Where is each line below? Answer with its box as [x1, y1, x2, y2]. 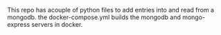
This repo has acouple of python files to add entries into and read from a [7, 6, 215, 14]
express [7, 21, 30, 28]
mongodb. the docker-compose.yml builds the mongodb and [7, 13, 182, 21]
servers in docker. [30, 21, 83, 28]
